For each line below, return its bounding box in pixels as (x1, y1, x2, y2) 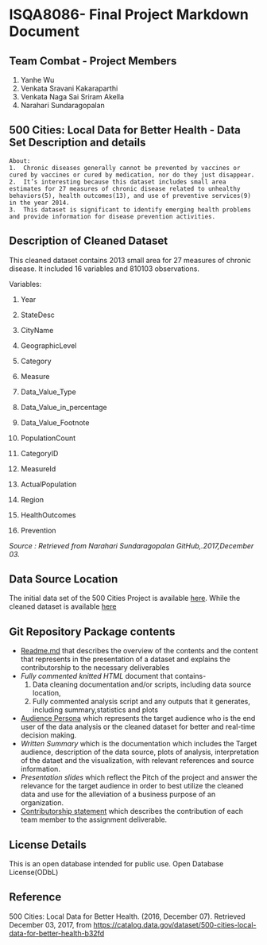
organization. (20, 798, 64, 808)
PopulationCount (20, 433, 76, 443)
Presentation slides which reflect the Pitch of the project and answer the (20, 773, 257, 782)
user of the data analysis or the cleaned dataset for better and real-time (20, 722, 256, 732)
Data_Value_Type (20, 387, 76, 397)
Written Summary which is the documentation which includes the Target (20, 739, 257, 749)
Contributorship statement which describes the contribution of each (20, 807, 244, 816)
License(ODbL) (9, 868, 59, 877)
